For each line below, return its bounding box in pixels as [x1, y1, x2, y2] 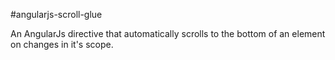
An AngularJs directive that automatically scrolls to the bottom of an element [10, 28, 326, 39]
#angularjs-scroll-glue [10, 9, 103, 20]
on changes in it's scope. [10, 39, 114, 50]
